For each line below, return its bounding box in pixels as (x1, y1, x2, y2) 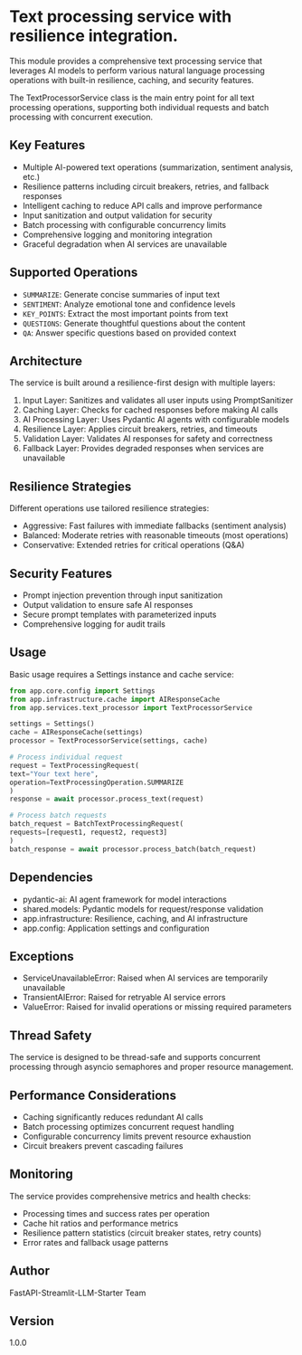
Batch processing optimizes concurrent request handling (22, 1121, 235, 1132)
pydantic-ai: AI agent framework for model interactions (22, 894, 228, 905)
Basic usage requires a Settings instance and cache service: (9, 668, 235, 679)
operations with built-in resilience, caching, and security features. (9, 74, 255, 85)
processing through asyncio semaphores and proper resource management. (9, 1061, 294, 1073)
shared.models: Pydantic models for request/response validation (22, 903, 264, 914)
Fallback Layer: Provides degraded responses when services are (22, 443, 264, 454)
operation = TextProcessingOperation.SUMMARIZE (9, 778, 184, 787)
